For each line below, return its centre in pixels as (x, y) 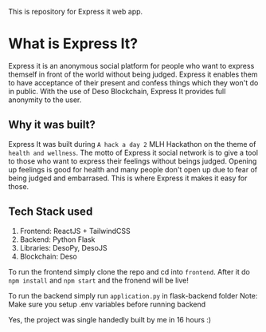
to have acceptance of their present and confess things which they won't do (133, 82)
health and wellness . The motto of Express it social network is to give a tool (133, 152)
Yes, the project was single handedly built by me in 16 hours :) (110, 319)
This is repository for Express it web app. (76, 12)
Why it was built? (52, 125)
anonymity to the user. (45, 100)
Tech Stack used (51, 212)
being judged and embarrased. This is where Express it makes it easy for (128, 178)
